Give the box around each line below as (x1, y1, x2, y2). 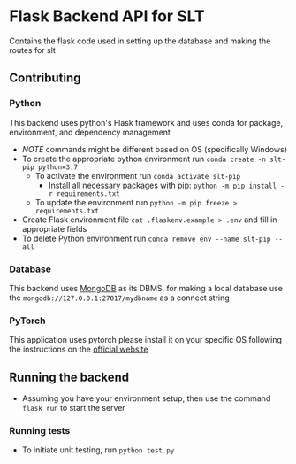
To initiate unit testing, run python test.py (21, 445, 175, 455)
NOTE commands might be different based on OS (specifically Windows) (21, 143, 288, 154)
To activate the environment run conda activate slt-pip (34, 170, 241, 181)
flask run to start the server (21, 403, 125, 414)
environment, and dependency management (9, 127, 171, 137)
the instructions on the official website (9, 344, 148, 355)
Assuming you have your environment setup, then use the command (21, 393, 271, 404)
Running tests (9, 424, 71, 437)
